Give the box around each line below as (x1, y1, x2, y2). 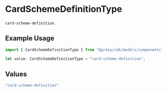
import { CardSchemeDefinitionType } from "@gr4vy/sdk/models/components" (5, 47, 164, 52)
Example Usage (5, 34, 55, 43)
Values (5, 70, 27, 78)
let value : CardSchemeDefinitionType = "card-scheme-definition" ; (5, 56, 146, 61)
